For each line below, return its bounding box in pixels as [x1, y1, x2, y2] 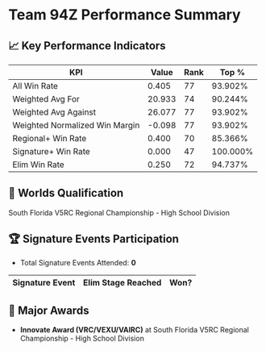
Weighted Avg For [12, 94, 81, 104]
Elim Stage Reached [83, 277, 162, 288]
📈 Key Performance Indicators [8, 39, 167, 52]
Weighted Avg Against [12, 107, 97, 118]
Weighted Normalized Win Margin [12, 119, 140, 131]
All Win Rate [12, 81, 59, 91]
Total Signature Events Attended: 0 [19, 257, 136, 267]
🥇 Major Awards [8, 304, 89, 318]
